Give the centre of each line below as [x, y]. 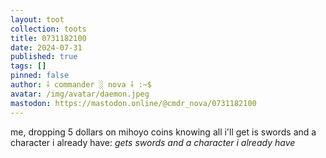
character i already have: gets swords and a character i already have [153, 142]
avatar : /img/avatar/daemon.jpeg [80, 94]
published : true [44, 57]
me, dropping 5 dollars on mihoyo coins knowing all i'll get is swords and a [163, 132]
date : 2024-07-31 [46, 47]
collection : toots [48, 29]
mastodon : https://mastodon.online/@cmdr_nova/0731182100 [133, 103]
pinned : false [40, 76]
